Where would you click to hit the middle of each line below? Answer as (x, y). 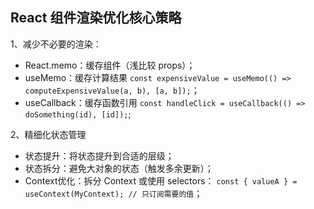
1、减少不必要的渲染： (56, 44)
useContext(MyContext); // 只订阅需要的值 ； (113, 193)
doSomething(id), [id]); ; (78, 114)
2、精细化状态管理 (48, 134)
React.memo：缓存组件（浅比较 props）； (110, 65)
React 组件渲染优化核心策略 (96, 18)
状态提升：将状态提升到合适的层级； (99, 155)
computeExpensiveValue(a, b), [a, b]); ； (112, 90)
